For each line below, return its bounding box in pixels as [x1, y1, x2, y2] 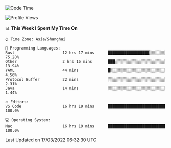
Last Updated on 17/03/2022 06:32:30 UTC [5, 137, 97, 143]
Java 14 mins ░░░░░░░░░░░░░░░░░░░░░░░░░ [5, 86, 166, 91]
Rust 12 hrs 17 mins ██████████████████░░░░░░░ [5, 50, 166, 55]
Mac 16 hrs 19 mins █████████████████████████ [5, 124, 166, 129]
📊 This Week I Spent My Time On [5, 25, 78, 31]
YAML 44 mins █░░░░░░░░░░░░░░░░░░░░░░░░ [5, 68, 166, 73]
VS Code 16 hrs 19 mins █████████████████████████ [5, 104, 166, 109]
